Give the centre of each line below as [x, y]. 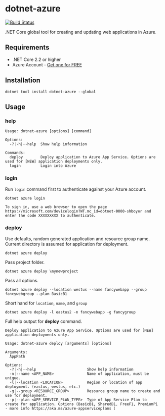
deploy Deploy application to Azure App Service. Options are [82, 157]
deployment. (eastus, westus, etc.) [43, 387]
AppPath [18, 356]
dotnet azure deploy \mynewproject [42, 271]
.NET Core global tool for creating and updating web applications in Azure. [81, 32]
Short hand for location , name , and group [46, 303]
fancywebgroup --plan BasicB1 [36, 294]
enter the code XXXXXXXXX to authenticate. [51, 215]
